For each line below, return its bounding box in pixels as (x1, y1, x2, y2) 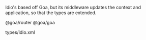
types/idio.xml (5, 29, 35, 35)
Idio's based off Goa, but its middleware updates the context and (5, 5, 141, 10)
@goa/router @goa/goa (5, 20, 55, 25)
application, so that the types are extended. (5, 10, 97, 16)
